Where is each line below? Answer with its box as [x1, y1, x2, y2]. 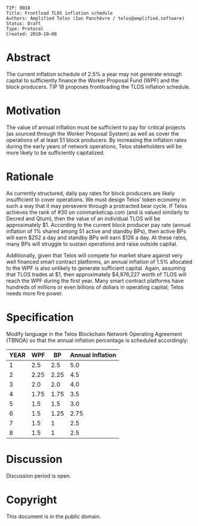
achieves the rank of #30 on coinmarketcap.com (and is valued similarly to [6, 208, 189, 216]
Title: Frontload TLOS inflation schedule [6, 10, 113, 16]
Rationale [6, 170, 54, 183]
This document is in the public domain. [6, 512, 101, 520]
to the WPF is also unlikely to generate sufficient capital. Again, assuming [6, 264, 186, 272]
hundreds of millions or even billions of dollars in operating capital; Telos [6, 283, 184, 291]
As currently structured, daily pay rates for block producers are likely [6, 189, 175, 197]
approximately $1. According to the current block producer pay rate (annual [6, 221, 191, 228]
